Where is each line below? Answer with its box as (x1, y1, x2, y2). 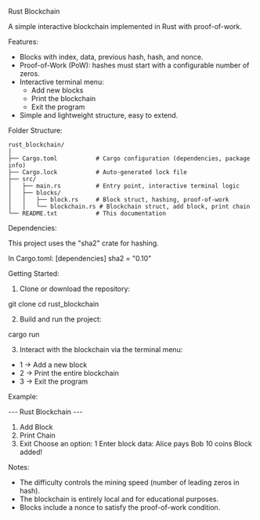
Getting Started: (8, 269, 60, 278)
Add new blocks (31, 85, 84, 95)
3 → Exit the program (19, 376, 88, 386)
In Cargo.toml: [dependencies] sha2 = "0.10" (8, 254, 152, 263)
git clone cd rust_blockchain (8, 300, 99, 308)
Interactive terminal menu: (19, 78, 104, 86)
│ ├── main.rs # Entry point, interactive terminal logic (8, 182, 240, 190)
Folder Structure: (8, 125, 63, 135)
